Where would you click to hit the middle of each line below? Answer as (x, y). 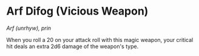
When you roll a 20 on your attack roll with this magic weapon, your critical (100, 40)
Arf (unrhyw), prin (29, 28)
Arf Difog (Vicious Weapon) (77, 11)
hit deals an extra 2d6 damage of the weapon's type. (73, 46)
